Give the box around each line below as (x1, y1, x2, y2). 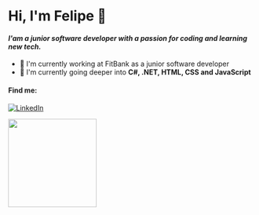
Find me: (8, 86, 38, 95)
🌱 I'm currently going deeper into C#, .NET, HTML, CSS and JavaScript (19, 67, 251, 77)
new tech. (8, 42, 42, 51)
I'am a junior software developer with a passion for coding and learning (8, 33, 247, 42)
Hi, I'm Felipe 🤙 (8, 7, 107, 25)
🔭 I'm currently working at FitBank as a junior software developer (19, 59, 230, 69)
